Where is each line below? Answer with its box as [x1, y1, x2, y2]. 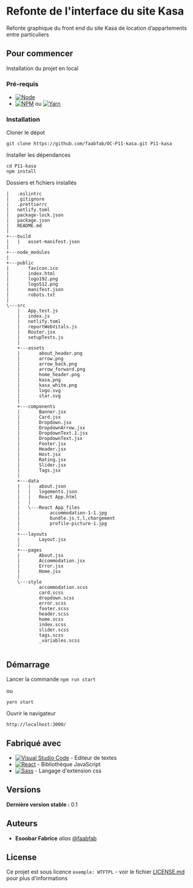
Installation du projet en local [6, 64, 79, 72]
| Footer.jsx [17, 441, 67, 447]
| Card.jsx [17, 415, 61, 421]
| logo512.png [6, 281, 59, 287]
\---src [6, 303, 26, 309]
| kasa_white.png [17, 382, 78, 388]
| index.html [6, 270, 56, 277]
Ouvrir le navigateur [6, 710, 56, 717]
